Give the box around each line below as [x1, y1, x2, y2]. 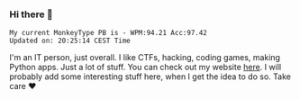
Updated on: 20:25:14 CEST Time [9, 36, 131, 46]
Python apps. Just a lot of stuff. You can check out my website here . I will [9, 62, 282, 73]
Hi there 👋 [9, 8, 54, 21]
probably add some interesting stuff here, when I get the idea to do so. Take [9, 71, 291, 82]
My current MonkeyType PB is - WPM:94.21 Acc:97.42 [9, 29, 207, 38]
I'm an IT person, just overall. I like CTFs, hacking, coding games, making [9, 52, 281, 63]
